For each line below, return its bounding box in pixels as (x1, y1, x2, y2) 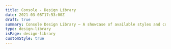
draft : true (5, 17, 31, 22)
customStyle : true (5, 36, 44, 41)
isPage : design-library (5, 31, 56, 36)
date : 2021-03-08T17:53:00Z (5, 12, 65, 17)
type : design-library (5, 27, 51, 32)
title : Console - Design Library (5, 7, 76, 13)
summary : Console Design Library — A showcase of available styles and (5, 21, 160, 27)
